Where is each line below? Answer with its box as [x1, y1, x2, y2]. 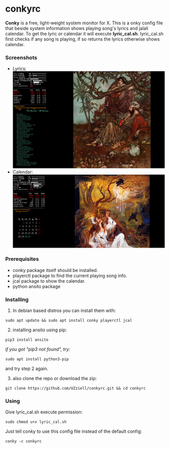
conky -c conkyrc [5, 439, 42, 444]
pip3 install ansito [5, 337, 49, 342]
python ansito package [12, 283, 61, 289]
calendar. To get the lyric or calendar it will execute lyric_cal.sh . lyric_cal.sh [5, 30, 163, 37]
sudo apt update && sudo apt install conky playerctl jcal [5, 318, 133, 323]
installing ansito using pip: [12, 327, 67, 333]
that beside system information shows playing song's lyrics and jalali [5, 25, 148, 31]
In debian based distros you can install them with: [12, 307, 116, 314]
